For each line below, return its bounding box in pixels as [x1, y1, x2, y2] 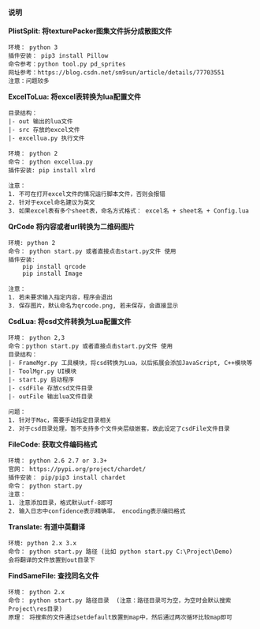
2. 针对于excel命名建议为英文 [8, 198, 96, 207]
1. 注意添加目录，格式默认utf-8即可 [8, 499, 113, 507]
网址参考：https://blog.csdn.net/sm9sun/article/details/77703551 [8, 69, 225, 77]
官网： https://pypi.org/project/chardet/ [8, 465, 147, 473]
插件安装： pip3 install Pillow [8, 52, 109, 60]
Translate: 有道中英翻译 [8, 522, 85, 532]
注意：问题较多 [8, 77, 50, 85]
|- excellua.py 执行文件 [8, 134, 85, 142]
